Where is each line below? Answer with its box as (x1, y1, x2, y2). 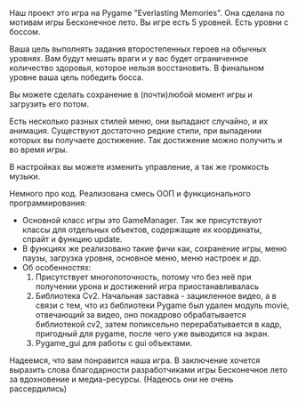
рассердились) (9, 383, 68, 394)
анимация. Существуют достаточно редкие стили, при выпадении (9, 125, 262, 136)
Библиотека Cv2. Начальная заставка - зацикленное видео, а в (35, 291, 278, 301)
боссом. (9, 27, 41, 36)
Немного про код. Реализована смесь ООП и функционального (9, 189, 251, 198)
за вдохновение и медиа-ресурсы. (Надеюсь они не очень (9, 374, 234, 384)
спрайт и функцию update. (21, 234, 123, 244)
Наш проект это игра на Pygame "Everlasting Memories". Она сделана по (9, 8, 285, 18)
